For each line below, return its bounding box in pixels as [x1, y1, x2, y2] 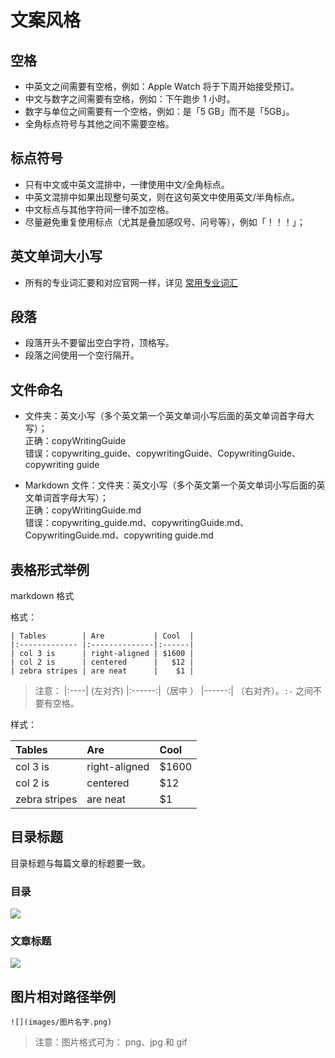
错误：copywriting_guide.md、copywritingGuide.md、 [24, 517, 250, 529]
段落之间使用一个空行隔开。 [24, 349, 140, 361]
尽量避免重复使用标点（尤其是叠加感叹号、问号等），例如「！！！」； [24, 216, 306, 228]
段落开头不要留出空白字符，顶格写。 [24, 337, 175, 349]
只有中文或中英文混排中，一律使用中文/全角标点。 [24, 178, 230, 190]
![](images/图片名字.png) [10, 1017, 113, 1028]
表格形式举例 [10, 561, 90, 578]
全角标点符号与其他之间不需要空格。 [24, 118, 175, 130]
